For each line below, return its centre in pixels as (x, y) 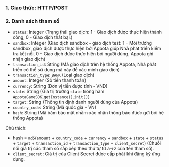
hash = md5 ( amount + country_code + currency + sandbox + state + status (88, 138)
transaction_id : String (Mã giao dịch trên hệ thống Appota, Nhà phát (85, 64)
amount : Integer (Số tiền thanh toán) (49, 80)
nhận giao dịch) (29, 59)
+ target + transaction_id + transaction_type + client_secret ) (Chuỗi (87, 143)
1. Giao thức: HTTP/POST (37, 8)
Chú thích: (16, 128)
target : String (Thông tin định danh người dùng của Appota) (75, 102)
